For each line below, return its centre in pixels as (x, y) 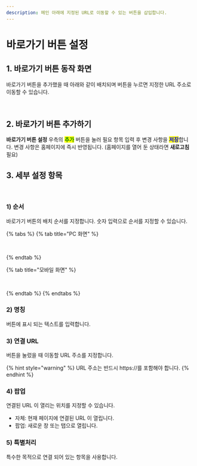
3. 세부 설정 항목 (34, 175)
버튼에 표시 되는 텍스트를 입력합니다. (48, 324)
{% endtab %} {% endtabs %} (43, 293)
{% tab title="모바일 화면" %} (41, 270)
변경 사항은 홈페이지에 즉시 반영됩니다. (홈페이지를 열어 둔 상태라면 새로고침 (102, 147)
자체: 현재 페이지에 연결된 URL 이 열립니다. (64, 418)
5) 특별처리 (21, 443)
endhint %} (20, 375)
